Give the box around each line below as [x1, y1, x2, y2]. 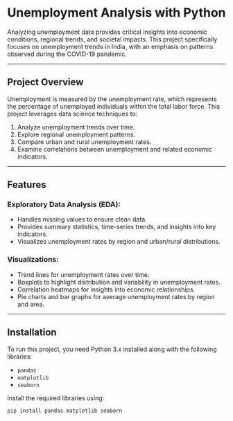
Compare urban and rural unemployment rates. [17, 137, 152, 146]
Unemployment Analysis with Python [7, 5, 226, 21]
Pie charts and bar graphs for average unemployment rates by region [17, 292, 215, 301]
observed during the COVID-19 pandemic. [7, 50, 127, 58]
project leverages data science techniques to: [7, 109, 138, 118]
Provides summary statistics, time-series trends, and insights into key [17, 223, 216, 231]
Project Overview [7, 76, 84, 88]
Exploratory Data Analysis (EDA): [7, 199, 121, 209]
